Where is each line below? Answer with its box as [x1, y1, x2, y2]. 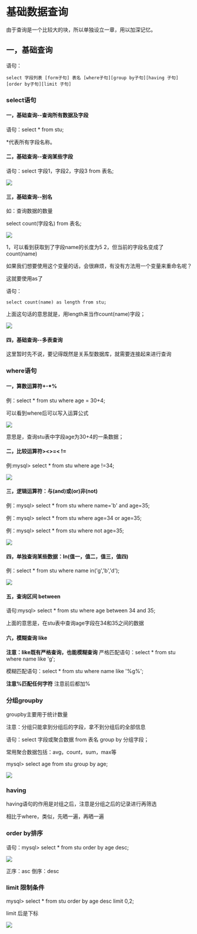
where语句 [6, 367, 37, 375]
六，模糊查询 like [6, 634, 48, 642]
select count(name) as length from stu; [6, 299, 107, 305]
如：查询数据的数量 [6, 208, 53, 215]
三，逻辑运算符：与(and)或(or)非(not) [6, 487, 98, 495]
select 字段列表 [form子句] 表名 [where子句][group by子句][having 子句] [6, 75, 179, 80]
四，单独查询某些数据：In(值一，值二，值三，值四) [6, 552, 129, 560]
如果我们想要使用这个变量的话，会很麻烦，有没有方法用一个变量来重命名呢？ [6, 263, 192, 270]
